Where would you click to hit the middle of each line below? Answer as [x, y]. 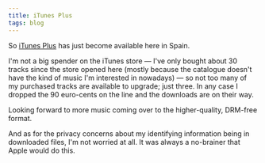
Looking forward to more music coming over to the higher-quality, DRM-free [133, 110]
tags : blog [26, 23]
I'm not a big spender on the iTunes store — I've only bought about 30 [123, 61]
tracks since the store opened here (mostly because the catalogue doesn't [130, 69]
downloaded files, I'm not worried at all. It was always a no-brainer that [124, 142]
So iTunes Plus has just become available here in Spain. [99, 45]
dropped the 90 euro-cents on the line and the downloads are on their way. [131, 94]
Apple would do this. [42, 150]
